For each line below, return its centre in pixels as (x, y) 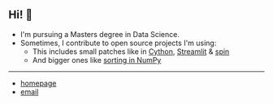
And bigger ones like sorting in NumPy (97, 60)
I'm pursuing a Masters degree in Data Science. (100, 34)
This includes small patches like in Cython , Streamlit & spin (131, 51)
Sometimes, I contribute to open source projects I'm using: (118, 43)
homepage (38, 83)
